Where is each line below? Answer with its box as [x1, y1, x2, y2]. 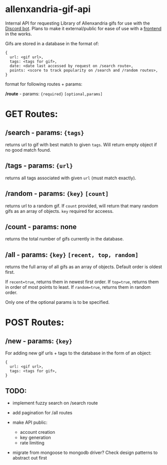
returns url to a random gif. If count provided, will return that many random [5, 202, 158, 209]
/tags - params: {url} [5, 162, 73, 170]
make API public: [12, 419, 48, 425]
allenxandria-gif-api [5, 4, 91, 15]
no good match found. [5, 147, 51, 153]
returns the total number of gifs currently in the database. [5, 236, 124, 242]
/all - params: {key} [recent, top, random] [5, 250, 139, 259]
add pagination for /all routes [12, 410, 73, 415]
